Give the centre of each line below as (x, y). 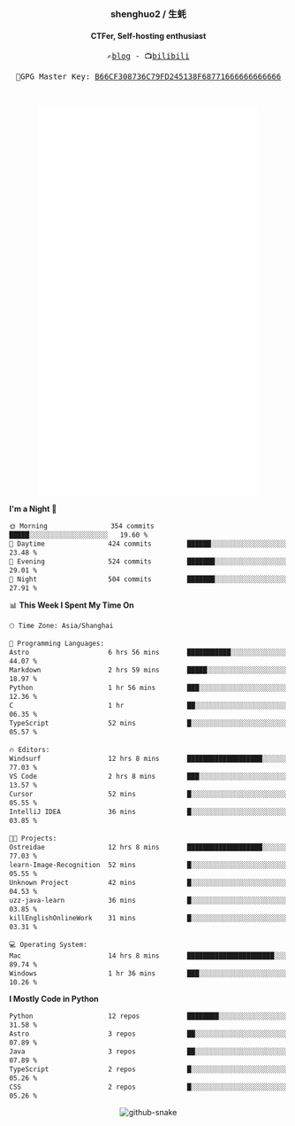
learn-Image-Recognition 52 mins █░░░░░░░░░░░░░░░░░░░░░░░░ (148, 866)
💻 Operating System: (49, 945)
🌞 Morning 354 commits (82, 526)
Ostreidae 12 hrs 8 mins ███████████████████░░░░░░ (148, 848)
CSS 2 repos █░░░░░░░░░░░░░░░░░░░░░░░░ (148, 1087)
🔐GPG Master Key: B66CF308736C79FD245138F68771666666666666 (148, 77)
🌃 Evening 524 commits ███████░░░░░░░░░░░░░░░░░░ (148, 562)
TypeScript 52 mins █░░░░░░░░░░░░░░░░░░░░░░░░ (148, 724)
